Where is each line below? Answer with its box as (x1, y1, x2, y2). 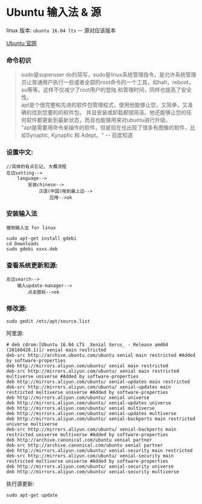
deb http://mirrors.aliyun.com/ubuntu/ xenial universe (6, 394, 150, 401)
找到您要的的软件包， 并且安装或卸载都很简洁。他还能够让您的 (31, 109, 187, 116)
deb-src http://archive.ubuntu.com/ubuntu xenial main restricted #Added (6, 352, 196, 359)
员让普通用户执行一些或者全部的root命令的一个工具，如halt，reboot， (21, 79, 194, 86)
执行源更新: (6, 480, 35, 488)
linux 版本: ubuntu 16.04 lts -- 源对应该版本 (6, 27, 116, 34)
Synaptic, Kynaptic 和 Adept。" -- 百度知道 (26, 131, 133, 139)
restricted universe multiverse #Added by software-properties (6, 432, 169, 438)
